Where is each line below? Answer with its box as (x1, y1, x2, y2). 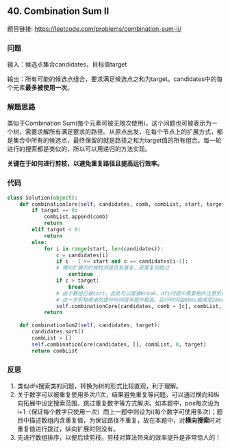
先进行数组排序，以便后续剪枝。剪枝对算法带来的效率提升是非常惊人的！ (16, 433, 221, 441)
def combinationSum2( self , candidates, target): (19, 322, 161, 329)
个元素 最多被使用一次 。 (7, 84, 73, 92)
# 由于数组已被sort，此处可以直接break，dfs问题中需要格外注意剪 (55, 290, 222, 297)
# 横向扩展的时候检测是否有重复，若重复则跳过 (55, 264, 170, 272)
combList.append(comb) (43, 213, 109, 220)
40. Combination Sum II (7, 5, 110, 17)
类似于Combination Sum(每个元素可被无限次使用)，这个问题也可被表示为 (7, 119, 212, 128)
